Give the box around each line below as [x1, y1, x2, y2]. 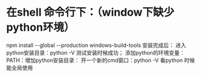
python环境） [6, 20, 75, 34]
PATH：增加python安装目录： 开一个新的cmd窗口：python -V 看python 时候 [6, 57, 195, 64]
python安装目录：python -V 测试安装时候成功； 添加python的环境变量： [6, 49, 185, 56]
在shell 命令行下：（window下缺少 [6, 5, 174, 19]
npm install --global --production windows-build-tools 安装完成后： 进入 [6, 42, 187, 49]
